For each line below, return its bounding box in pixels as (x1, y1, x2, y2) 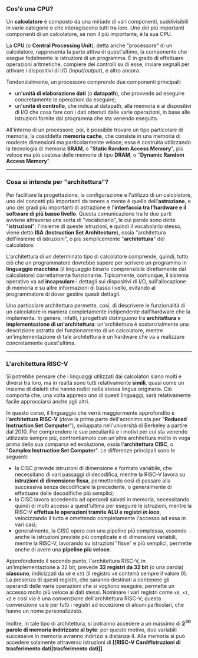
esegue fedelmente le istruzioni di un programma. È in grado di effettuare (6, 55, 184, 62)
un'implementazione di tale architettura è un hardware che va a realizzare (6, 333, 185, 340)
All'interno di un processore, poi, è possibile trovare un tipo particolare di (6, 126, 183, 134)
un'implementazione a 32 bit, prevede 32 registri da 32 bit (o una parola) (6, 563, 184, 570)
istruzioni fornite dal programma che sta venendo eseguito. (14, 115, 159, 122)
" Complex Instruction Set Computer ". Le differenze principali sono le (6, 447, 176, 454)
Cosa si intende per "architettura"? (6, 178, 109, 186)
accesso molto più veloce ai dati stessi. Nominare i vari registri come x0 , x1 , (6, 588, 190, 596)
